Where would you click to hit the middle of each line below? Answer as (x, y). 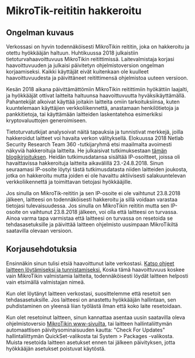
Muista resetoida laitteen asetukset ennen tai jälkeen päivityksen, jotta (91, 342)
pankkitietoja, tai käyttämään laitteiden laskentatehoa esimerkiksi (84, 114)
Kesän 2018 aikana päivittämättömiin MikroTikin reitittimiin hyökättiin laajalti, (97, 89)
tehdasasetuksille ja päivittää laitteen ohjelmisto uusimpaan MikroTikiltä (92, 224)
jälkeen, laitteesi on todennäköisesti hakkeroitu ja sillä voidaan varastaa (92, 199)
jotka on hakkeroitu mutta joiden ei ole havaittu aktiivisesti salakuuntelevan (96, 175)
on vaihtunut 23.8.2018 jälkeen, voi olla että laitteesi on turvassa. (100, 212)
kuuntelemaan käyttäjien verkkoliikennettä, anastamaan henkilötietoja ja (93, 108)
